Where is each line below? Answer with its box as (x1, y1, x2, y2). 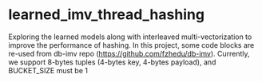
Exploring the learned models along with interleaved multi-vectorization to (8, 32, 252, 41)
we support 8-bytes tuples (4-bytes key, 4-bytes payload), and (8, 57, 216, 67)
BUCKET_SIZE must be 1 (8, 65, 88, 75)
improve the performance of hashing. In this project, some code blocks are (8, 40, 255, 49)
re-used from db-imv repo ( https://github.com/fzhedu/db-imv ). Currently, (8, 49, 250, 58)
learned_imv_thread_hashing (8, 6, 205, 24)
